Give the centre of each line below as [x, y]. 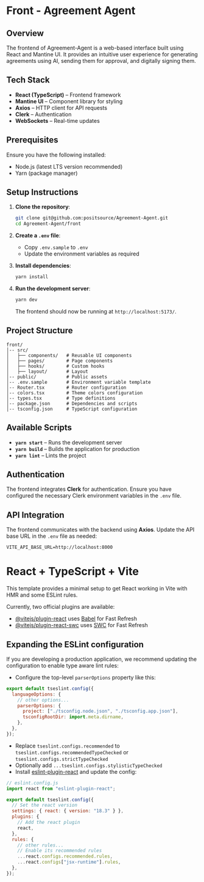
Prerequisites [32, 140]
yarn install [32, 277]
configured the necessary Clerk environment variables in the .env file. [94, 496]
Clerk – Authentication [43, 114]
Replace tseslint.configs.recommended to [67, 746]
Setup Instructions [42, 192]
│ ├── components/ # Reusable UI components [69, 355]
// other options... [43, 700]
